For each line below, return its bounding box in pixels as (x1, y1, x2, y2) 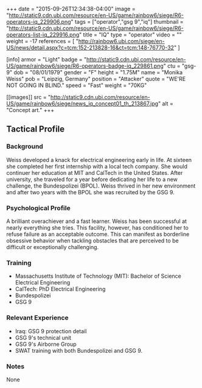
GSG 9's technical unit (15, 334, 72, 341)
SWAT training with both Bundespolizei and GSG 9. (15, 347, 143, 354)
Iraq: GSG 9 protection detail (15, 327, 87, 334)
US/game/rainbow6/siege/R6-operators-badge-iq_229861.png (6, 62, 164, 69)
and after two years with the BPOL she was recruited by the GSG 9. (6, 188, 175, 196)
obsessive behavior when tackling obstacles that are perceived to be (6, 237, 179, 244)
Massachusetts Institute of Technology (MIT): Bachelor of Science (15, 272, 181, 280)
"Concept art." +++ (6, 107, 55, 113)
